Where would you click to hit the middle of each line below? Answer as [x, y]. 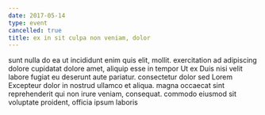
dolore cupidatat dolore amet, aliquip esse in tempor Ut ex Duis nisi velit [126, 69]
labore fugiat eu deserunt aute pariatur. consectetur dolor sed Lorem [120, 77]
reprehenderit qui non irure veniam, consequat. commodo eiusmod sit [122, 94]
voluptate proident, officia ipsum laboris [73, 102]
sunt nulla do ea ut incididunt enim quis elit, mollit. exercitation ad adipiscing [133, 60]
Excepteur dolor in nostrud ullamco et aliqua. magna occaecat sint [116, 86]
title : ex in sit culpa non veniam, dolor [79, 38]
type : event [28, 23]
